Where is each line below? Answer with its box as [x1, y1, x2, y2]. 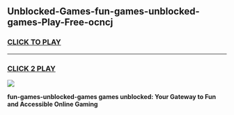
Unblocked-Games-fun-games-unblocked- [7, 6, 200, 17]
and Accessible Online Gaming [7, 100, 98, 108]
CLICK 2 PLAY [7, 63, 56, 73]
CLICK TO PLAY [7, 38, 61, 47]
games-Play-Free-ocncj [7, 17, 114, 29]
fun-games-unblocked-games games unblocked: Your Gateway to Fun [7, 92, 217, 100]
